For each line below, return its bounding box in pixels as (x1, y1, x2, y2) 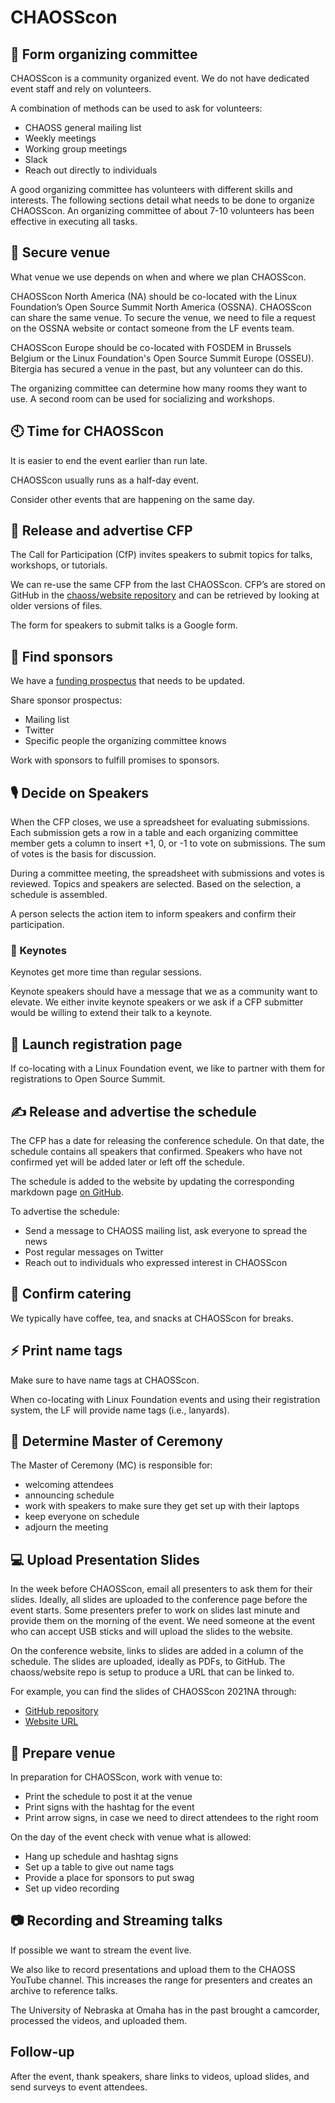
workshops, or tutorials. (10, 559, 108, 571)
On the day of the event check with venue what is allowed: (10, 1831, 252, 1843)
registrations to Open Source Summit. (10, 1073, 166, 1085)
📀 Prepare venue (10, 1744, 116, 1761)
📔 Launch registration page (10, 1036, 183, 1053)
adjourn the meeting (24, 1521, 109, 1533)
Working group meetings (24, 143, 128, 155)
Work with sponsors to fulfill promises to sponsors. (10, 754, 220, 766)
